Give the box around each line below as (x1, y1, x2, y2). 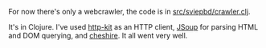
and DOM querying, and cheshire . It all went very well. (8, 31, 188, 40)
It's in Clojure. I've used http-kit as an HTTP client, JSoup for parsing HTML (8, 22, 259, 31)
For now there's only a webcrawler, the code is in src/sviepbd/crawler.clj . (8, 7, 251, 16)
